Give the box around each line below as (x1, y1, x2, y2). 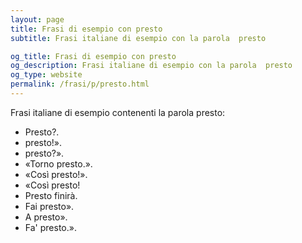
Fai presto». (24, 200, 75, 212)
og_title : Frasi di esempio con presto (10, 51, 177, 61)
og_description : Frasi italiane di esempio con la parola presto (10, 61, 293, 71)
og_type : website (10, 70, 83, 80)
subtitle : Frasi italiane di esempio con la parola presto (10, 33, 267, 43)
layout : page (10, 14, 65, 25)
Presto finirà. (24, 189, 78, 201)
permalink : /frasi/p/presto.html (10, 79, 150, 90)
